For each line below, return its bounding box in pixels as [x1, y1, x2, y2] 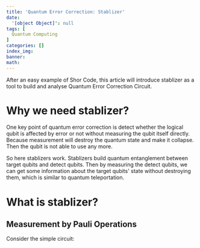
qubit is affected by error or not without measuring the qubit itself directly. [6, 130, 190, 137]
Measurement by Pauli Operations [6, 219, 137, 230]
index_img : [6, 48, 34, 54]
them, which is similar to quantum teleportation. [6, 174, 125, 181]
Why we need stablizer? [6, 103, 130, 117]
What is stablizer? [6, 195, 98, 209]
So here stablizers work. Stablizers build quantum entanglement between [6, 155, 189, 162]
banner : [6, 54, 26, 60]
